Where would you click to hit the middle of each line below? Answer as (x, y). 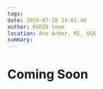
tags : (15, 14)
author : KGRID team (36, 27)
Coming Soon (48, 75)
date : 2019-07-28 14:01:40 (47, 20)
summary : (20, 40)
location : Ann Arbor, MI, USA (52, 33)
